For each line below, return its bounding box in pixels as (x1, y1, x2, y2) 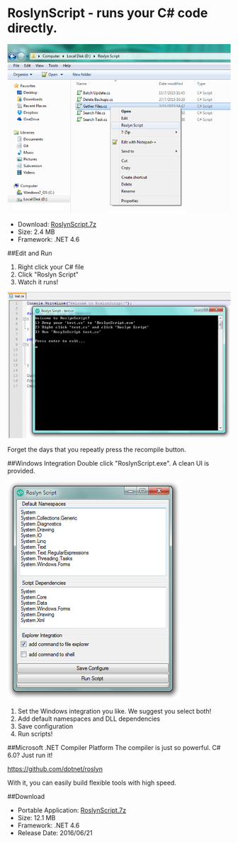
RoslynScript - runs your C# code (7, 5, 208, 21)
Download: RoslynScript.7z (17, 220, 97, 229)
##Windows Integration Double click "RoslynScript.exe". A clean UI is (7, 458, 210, 467)
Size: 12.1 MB (17, 813, 56, 822)
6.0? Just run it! (7, 751, 53, 759)
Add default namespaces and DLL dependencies (17, 714, 161, 723)
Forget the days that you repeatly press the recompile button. (7, 445, 186, 453)
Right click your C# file (17, 263, 84, 272)
